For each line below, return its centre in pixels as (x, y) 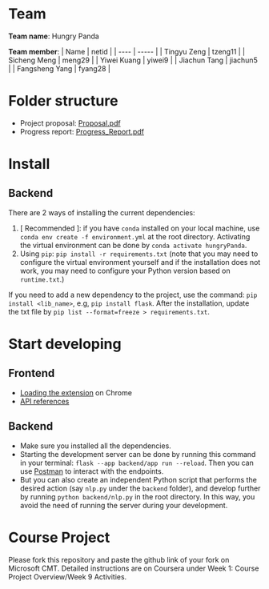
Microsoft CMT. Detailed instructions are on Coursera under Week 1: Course (134, 568)
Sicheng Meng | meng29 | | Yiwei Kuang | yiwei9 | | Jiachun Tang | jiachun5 (133, 60)
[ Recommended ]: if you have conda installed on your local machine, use (140, 228)
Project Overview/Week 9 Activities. (68, 576)
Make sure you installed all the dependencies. (96, 446)
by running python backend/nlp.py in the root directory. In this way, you (137, 496)
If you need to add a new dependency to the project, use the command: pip (133, 294)
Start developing (65, 344)
